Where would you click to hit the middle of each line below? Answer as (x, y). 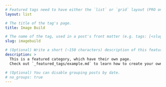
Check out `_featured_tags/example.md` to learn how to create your (82, 64)
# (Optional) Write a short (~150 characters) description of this (76, 50)
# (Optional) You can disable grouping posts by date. (63, 72)
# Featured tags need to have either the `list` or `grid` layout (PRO (80, 10)
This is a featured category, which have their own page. (71, 59)
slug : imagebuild (23, 41)
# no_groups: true (24, 77)
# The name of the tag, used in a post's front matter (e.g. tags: (76, 37)
